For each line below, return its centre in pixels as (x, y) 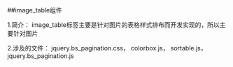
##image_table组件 (35, 10)
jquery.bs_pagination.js (41, 56)
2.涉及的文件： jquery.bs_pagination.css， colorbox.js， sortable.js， (107, 48)
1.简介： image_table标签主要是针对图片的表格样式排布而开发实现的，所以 (113, 25)
